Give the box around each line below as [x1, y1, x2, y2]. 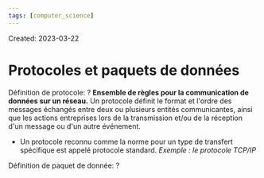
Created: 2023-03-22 [8, 33, 80, 43]
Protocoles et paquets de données [8, 61, 240, 79]
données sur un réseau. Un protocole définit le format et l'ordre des [8, 96, 232, 106]
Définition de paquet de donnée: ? [8, 161, 120, 170]
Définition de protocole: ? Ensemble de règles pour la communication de [8, 87, 249, 97]
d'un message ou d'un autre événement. [8, 121, 142, 131]
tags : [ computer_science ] [8, 11, 94, 20]
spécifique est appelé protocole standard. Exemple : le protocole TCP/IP [19, 145, 257, 155]
